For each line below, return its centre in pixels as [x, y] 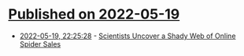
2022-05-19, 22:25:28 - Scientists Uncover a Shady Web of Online [128, 36]
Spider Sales [40, 44]
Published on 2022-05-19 [94, 14]
